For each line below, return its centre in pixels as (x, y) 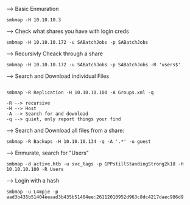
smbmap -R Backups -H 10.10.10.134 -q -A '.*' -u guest (79, 142)
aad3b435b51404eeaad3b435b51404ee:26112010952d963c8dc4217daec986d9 (95, 197)
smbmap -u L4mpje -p (33, 192)
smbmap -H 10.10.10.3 (34, 20)
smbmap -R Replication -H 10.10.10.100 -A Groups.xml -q (80, 92)
